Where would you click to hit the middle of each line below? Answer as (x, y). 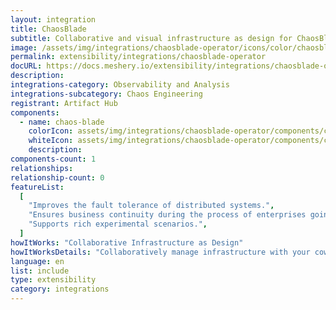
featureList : (37, 187)
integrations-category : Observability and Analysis (120, 85)
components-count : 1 (53, 159)
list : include (40, 271)
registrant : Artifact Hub (64, 103)
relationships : (42, 168)
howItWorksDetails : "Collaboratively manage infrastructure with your (160, 252)
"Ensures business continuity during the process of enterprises (167, 215)
